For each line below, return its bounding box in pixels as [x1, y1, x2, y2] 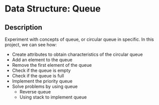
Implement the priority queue [12, 78, 72, 84]
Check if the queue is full [12, 73, 64, 78]
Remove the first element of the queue [12, 62, 92, 68]
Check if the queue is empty [12, 67, 71, 73]
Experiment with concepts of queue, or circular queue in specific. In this [5, 36, 154, 42]
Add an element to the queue [12, 57, 72, 63]
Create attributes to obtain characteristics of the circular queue [12, 51, 143, 57]
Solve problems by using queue [12, 83, 78, 89]
